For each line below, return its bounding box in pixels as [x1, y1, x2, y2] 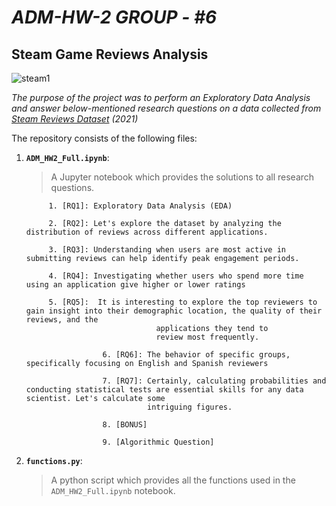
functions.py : [25, 455, 83, 466]
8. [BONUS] [102, 420, 148, 430]
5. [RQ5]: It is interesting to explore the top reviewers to [48, 297, 318, 307]
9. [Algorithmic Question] [102, 437, 215, 447]
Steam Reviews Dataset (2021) [11, 113, 139, 125]
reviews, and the [25, 315, 99, 325]
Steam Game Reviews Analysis [11, 46, 209, 63]
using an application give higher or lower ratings [25, 280, 246, 290]
